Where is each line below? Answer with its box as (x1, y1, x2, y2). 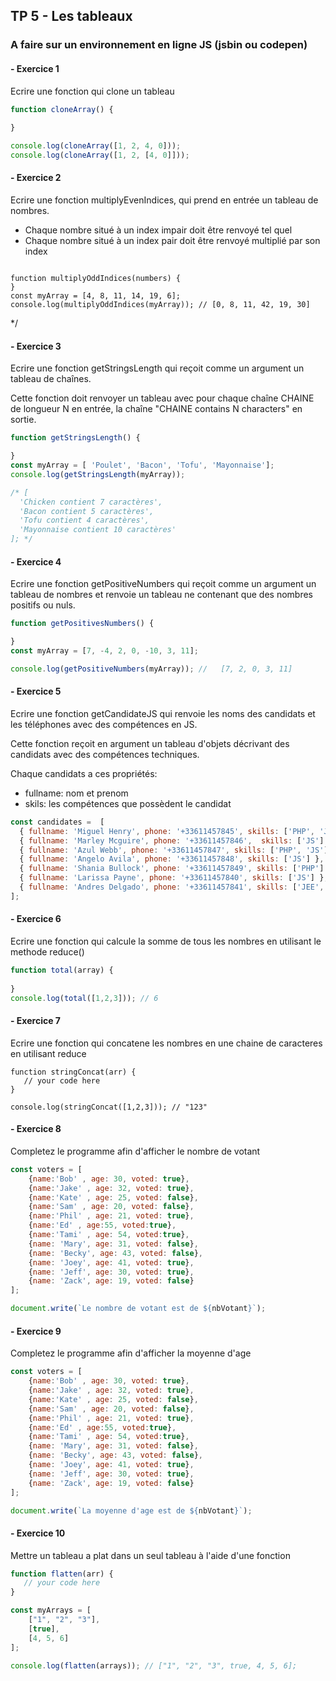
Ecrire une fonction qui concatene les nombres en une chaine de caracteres (10, 1037, 323, 1049)
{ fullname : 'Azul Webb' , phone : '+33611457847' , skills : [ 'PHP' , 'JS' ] (19, 845, 329, 855)
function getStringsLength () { (10, 433, 141, 443)
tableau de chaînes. (10, 373, 92, 385)
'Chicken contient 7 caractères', (19, 497, 163, 507)
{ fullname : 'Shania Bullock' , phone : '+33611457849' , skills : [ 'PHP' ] (19, 864, 325, 874)
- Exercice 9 (10, 1325, 62, 1337)
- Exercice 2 (10, 172, 62, 184)
